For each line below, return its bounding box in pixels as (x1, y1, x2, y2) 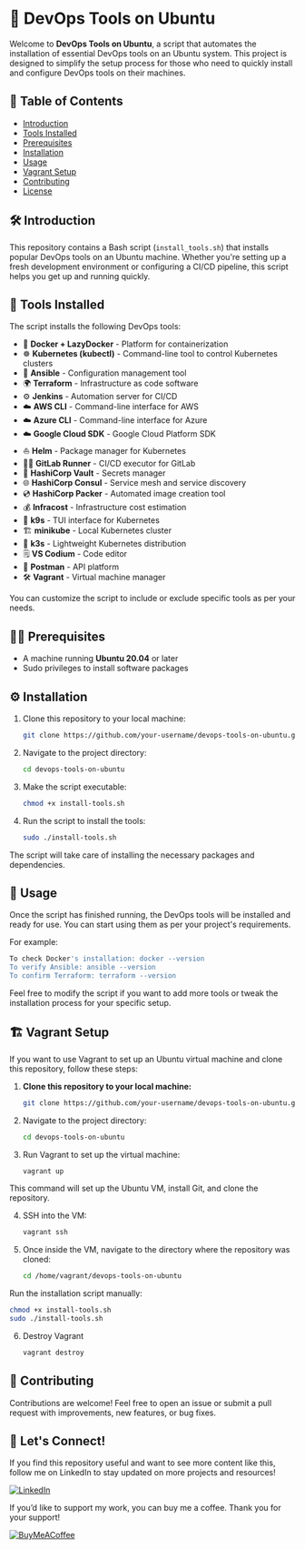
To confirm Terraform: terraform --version (9, 971, 177, 981)
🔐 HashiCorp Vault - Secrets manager (22, 468, 166, 478)
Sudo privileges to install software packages (22, 663, 189, 674)
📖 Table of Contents (9, 94, 123, 109)
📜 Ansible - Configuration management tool (22, 367, 187, 378)
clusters (22, 358, 54, 369)
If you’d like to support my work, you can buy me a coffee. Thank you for (9, 1503, 281, 1514)
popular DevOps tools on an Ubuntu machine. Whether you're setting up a (9, 251, 287, 262)
